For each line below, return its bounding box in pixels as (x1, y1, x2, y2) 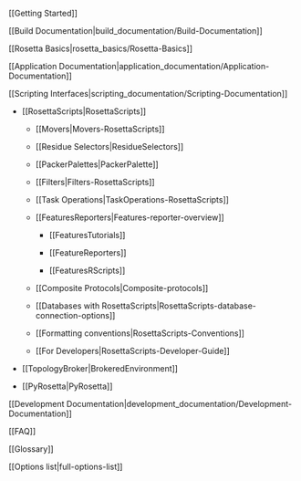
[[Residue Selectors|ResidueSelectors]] (35, 141, 184, 152)
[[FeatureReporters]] (48, 247, 127, 258)
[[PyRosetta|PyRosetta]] (21, 381, 113, 392)
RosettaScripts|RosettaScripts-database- (101, 300, 257, 311)
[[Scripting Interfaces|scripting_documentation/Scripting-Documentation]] (8, 89, 288, 99)
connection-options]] (35, 310, 116, 320)
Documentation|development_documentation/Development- (66, 399, 293, 409)
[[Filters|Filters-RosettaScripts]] (35, 177, 156, 187)
